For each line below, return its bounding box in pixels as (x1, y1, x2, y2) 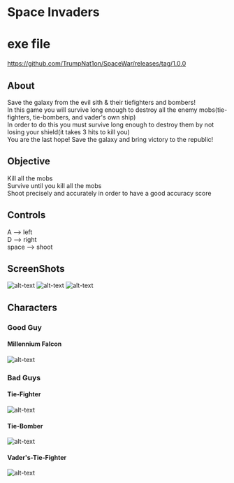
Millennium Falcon (7, 340, 62, 348)
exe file (7, 36, 51, 52)
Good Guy (7, 322, 42, 332)
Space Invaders (7, 4, 100, 20)
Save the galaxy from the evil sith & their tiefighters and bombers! (7, 98, 196, 106)
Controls (7, 209, 46, 221)
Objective (7, 155, 51, 168)
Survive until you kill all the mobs (7, 181, 102, 189)
